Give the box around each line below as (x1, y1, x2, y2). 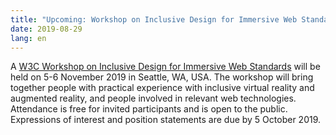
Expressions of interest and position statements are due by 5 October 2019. (10, 114, 322, 126)
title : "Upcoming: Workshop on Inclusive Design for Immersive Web (10, 14, 298, 25)
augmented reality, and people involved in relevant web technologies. (10, 92, 297, 105)
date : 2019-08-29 (10, 24, 83, 34)
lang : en (10, 33, 47, 43)
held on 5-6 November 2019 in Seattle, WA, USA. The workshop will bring (10, 71, 314, 83)
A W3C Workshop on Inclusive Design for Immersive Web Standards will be (10, 61, 321, 73)
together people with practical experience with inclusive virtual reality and (10, 82, 315, 94)
